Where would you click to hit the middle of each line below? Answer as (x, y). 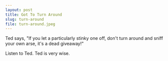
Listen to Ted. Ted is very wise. (37, 53)
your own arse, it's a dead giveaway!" (45, 44)
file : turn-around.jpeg (30, 24)
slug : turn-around (25, 19)
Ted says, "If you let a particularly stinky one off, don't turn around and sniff (84, 38)
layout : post (19, 10)
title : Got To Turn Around (34, 15)
